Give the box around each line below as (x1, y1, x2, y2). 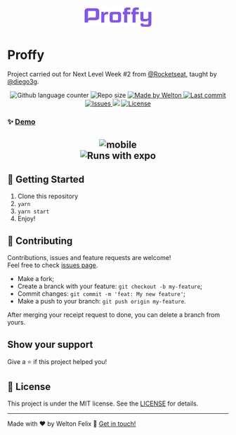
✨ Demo (7, 117, 36, 126)
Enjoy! (17, 214, 36, 223)
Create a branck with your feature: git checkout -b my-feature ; (17, 282, 202, 291)
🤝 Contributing (7, 235, 73, 247)
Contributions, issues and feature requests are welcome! (7, 254, 171, 262)
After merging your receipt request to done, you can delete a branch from (7, 311, 221, 319)
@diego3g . (7, 77, 39, 86)
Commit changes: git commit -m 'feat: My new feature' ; (17, 290, 186, 298)
